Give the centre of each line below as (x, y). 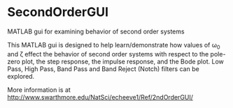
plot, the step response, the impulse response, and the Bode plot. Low (123, 61)
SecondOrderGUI (58, 12)
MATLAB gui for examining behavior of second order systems (96, 31)
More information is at (39, 90)
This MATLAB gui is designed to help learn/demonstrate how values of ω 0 (114, 46)
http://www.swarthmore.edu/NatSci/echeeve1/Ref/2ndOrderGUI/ (100, 97)
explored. (21, 76)
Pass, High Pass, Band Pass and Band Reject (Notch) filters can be (103, 69)
